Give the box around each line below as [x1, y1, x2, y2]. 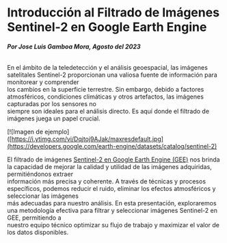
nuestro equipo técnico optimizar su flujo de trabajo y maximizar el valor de [7, 221, 220, 229]
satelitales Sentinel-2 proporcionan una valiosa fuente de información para [7, 71, 217, 79]
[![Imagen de [7, 128, 43, 136]
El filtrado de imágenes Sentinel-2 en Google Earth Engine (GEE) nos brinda [7, 155, 220, 164]
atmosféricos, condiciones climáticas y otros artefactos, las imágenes [7, 92, 204, 101]
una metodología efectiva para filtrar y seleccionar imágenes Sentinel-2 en [7, 207, 217, 215]
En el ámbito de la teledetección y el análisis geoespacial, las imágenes [7, 64, 209, 72]
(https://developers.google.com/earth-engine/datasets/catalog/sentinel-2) [7, 142, 217, 151]
